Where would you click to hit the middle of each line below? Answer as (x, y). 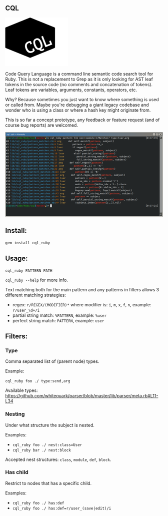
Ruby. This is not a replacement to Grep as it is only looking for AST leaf (79, 79)
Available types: (21, 390)
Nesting (15, 414)
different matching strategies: (35, 295)
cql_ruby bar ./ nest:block (41, 450)
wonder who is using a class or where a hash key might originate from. (78, 110)
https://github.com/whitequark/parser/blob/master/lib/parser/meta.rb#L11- (82, 396)
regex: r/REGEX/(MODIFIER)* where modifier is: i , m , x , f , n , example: (82, 304)
